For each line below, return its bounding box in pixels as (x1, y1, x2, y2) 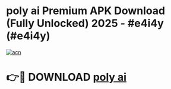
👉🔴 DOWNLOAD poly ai (6, 71, 126, 84)
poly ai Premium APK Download (6, 4, 165, 18)
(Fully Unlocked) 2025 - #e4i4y (6, 17, 164, 30)
